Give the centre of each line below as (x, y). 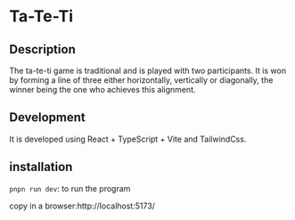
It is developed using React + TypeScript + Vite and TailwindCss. (128, 139)
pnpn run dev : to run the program (70, 188)
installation (41, 167)
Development (48, 118)
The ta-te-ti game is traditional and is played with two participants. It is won (148, 70)
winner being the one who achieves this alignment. (102, 90)
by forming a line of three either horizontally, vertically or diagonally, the (141, 80)
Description (42, 49)
